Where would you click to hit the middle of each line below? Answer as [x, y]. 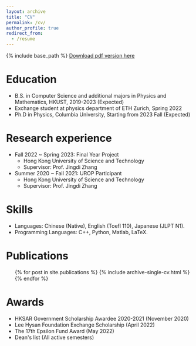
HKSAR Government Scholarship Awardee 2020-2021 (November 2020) [102, 318]
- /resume [23, 39]
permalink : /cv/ [26, 22]
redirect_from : [25, 34]
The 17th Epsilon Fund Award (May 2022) [64, 331]
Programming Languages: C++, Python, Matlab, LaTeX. [81, 232]
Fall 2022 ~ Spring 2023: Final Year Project [67, 154]
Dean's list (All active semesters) [54, 337]
